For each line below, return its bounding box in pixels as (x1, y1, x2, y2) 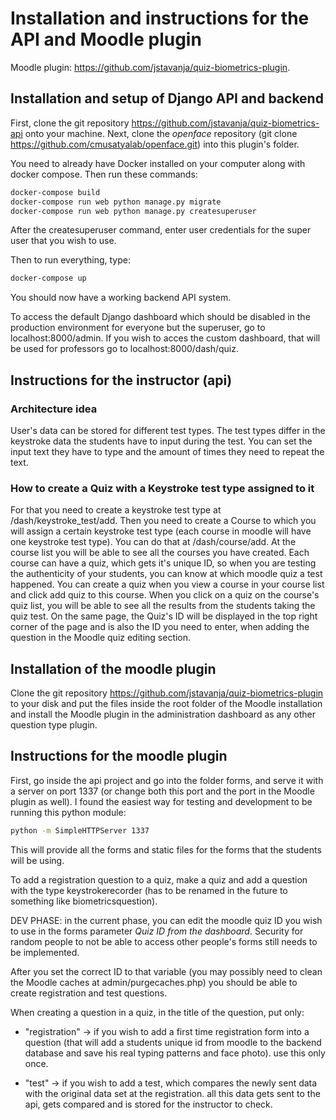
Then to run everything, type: (10, 254, 131, 266)
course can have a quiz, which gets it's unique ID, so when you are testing (10, 557, 317, 569)
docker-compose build (10, 187, 101, 197)
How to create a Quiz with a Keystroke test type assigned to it (10, 481, 315, 495)
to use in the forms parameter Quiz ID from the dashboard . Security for (10, 925, 304, 937)
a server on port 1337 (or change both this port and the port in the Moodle (10, 785, 315, 797)
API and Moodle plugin (10, 28, 202, 51)
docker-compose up (10, 273, 87, 284)
